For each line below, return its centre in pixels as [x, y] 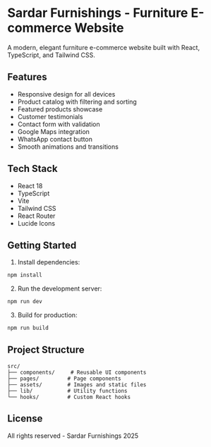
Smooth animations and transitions [68, 147]
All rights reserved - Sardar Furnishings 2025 [73, 436]
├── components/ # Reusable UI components [77, 372]
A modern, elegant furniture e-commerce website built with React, [103, 47]
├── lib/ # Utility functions [68, 391]
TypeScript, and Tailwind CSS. [51, 55]
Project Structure [46, 350]
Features [27, 77]
